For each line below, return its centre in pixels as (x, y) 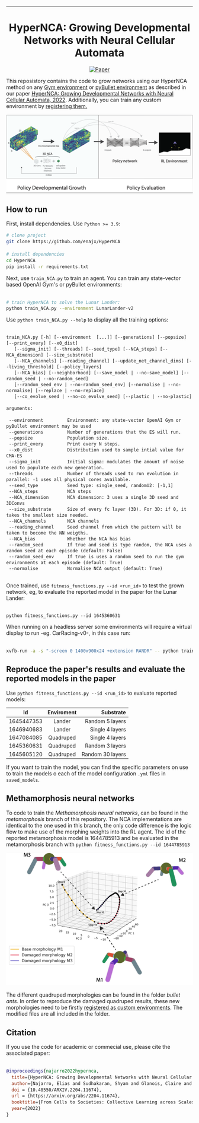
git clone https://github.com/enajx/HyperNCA (63, 242)
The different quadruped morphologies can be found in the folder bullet (93, 995)
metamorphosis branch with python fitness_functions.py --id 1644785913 (98, 844)
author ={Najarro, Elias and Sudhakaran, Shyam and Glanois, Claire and (102, 1083)
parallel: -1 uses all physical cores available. (69, 480)
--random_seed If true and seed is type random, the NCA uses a (100, 545)
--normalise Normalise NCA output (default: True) (86, 569)
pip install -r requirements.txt (47, 267)
